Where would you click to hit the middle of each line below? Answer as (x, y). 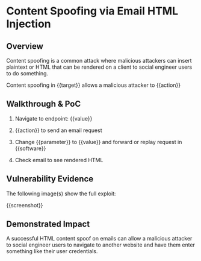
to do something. (27, 73)
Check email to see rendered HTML (59, 160)
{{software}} (30, 148)
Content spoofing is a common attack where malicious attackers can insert (99, 61)
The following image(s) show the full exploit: (61, 193)
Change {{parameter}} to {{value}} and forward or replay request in (98, 142)
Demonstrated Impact (48, 224)
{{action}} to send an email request (58, 130)
